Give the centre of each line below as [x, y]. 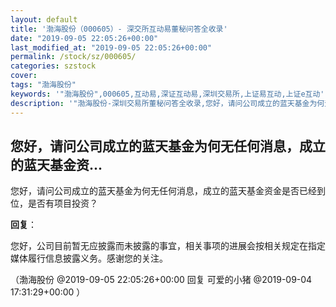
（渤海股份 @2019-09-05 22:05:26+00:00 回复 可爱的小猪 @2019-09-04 [161, 280]
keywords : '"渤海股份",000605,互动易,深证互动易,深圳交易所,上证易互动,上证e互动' [167, 94]
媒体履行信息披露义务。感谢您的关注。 [89, 258]
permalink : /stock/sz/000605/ [73, 57]
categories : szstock [53, 66]
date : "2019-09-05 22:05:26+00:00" [84, 38]
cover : [24, 76]
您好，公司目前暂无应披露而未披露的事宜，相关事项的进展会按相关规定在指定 [168, 246]
